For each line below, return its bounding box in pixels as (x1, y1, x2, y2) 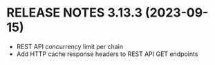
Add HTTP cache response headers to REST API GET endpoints (16, 50, 198, 58)
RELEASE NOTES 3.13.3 (6, 5, 143, 21)
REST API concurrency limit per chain (16, 42, 124, 50)
